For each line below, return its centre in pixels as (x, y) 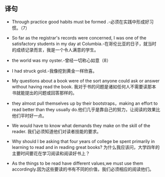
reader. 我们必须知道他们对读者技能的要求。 (57, 131)
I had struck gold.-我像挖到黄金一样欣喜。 (54, 71)
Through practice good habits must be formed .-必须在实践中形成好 (81, 22)
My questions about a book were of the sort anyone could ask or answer (86, 81)
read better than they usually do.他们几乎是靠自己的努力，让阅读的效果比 (86, 109)
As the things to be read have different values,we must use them (78, 163)
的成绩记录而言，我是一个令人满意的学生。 (55, 50)
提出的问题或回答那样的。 (51, 92)
